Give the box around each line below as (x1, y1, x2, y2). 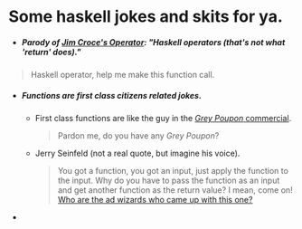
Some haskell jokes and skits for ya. (8, 6, 283, 27)
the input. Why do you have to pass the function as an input (57, 175, 280, 186)
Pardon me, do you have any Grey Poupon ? (57, 130, 220, 141)
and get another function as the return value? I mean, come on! (57, 185, 293, 196)
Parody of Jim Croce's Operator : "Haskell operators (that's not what (21, 36, 286, 47)
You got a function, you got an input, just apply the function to (57, 166, 288, 177)
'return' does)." (21, 46, 82, 57)
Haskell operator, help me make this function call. (30, 70, 215, 81)
